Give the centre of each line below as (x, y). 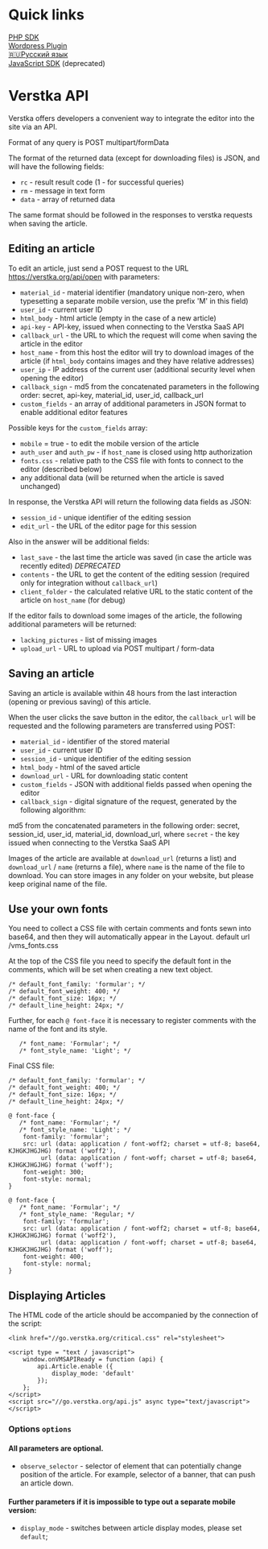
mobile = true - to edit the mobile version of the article (109, 443)
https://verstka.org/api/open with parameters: (84, 276)
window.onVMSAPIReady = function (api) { (93, 1360)
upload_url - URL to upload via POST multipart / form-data (117, 648)
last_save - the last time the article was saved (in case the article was (136, 557)
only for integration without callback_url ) (89, 582)
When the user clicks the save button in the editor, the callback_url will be (132, 717)
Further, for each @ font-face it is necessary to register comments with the (132, 1021)
